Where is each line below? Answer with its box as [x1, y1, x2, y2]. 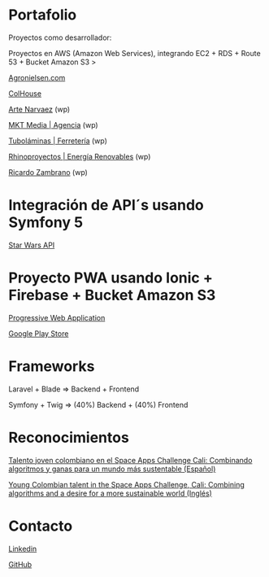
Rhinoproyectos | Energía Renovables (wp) [8, 151, 151, 161]
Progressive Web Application [8, 313, 106, 322]
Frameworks [8, 357, 95, 375]
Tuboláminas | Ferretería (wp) [8, 136, 108, 146]
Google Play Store [8, 328, 69, 339]
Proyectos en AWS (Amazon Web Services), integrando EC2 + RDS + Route [8, 48, 262, 58]
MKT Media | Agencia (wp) [8, 120, 99, 129]
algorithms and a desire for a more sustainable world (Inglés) [8, 488, 213, 498]
